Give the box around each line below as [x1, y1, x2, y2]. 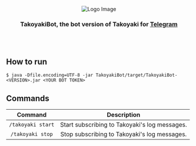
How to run [6, 56, 48, 67]
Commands [6, 93, 50, 103]
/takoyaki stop [11, 131, 53, 137]
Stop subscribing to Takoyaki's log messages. [60, 130, 187, 138]
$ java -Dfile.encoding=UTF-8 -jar [6, 72, 94, 79]
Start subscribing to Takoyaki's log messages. [59, 120, 187, 128]
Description [107, 110, 141, 118]
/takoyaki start [9, 121, 55, 128]
